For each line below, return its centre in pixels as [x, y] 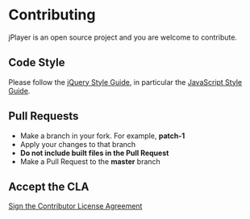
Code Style [37, 63]
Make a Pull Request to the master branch [90, 161]
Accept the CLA [49, 186]
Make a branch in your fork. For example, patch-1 [102, 136]
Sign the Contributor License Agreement [75, 206]
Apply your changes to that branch [78, 144]
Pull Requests [44, 116]
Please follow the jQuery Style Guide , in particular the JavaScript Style [125, 82]
